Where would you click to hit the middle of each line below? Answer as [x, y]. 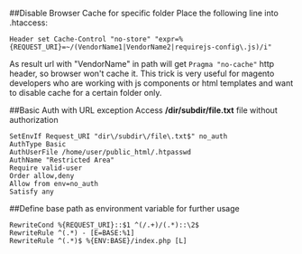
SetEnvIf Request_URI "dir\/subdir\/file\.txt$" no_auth [119, 136]
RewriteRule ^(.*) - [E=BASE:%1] [72, 233]
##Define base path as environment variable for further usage [125, 208]
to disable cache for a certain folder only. [86, 93]
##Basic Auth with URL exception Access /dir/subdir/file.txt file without [143, 110]
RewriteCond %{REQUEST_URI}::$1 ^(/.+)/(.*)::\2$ [105, 225]
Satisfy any [32, 192]
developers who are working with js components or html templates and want [151, 83]
